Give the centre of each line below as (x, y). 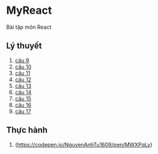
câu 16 (23, 105)
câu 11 (23, 73)
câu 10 (23, 67)
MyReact (29, 10)
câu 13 (23, 86)
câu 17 (23, 111)
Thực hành (27, 130)
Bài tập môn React (29, 27)
